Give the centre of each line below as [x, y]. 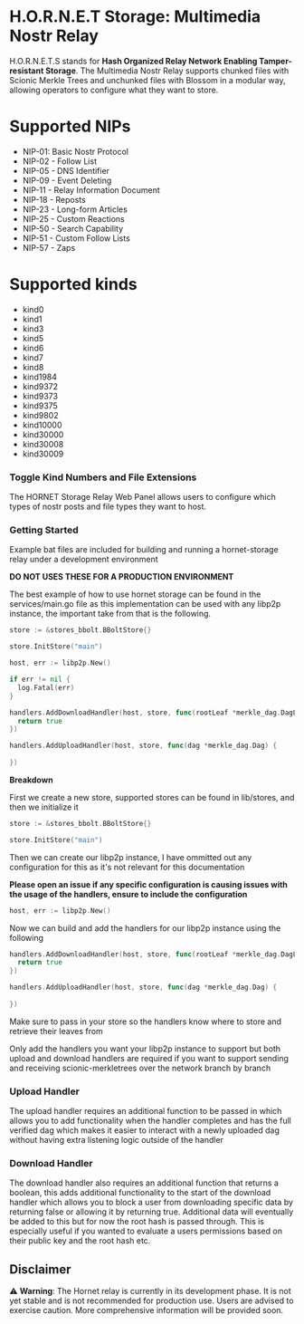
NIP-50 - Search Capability [73, 228]
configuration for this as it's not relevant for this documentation [127, 867]
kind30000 [43, 434]
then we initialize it [44, 807]
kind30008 [43, 444]
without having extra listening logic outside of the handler [117, 1140]
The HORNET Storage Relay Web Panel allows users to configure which [142, 497]
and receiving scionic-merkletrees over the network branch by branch [140, 1068]
